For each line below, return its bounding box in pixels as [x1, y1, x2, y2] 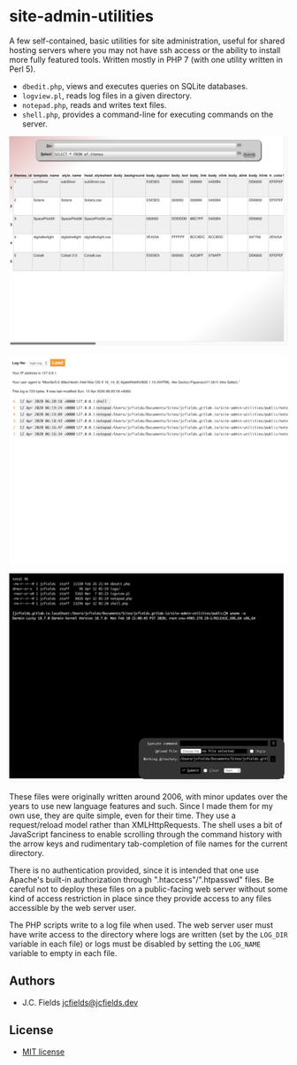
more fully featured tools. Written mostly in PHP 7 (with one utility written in [9, 54, 283, 65]
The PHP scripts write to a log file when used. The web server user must [9, 919, 274, 930]
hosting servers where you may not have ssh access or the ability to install [9, 44, 281, 55]
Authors [9, 974, 56, 989]
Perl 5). [9, 64, 36, 74]
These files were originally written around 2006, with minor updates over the [9, 791, 288, 802]
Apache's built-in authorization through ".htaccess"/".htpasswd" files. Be [9, 874, 275, 884]
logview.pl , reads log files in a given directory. [21, 90, 193, 101]
